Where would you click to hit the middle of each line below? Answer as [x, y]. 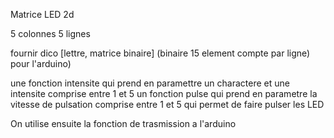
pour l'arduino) [41, 63]
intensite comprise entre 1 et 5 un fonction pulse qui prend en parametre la [164, 93]
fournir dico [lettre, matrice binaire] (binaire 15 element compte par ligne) [160, 53]
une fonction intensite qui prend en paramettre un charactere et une [150, 83]
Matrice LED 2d [42, 14]
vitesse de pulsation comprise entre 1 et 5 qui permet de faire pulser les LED [167, 104]
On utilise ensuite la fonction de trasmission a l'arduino [123, 123]
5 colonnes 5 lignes [50, 33]
